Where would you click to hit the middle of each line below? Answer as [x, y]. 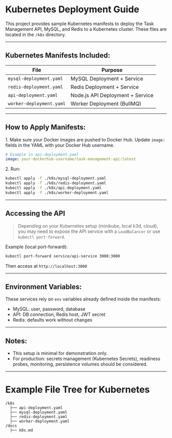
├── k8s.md [21, 430]
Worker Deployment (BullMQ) [106, 104]
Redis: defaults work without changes [52, 320]
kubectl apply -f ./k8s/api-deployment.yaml [53, 188]
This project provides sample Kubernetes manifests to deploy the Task [80, 24]
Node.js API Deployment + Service [112, 95]
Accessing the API [35, 214]
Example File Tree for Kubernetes [78, 390]
